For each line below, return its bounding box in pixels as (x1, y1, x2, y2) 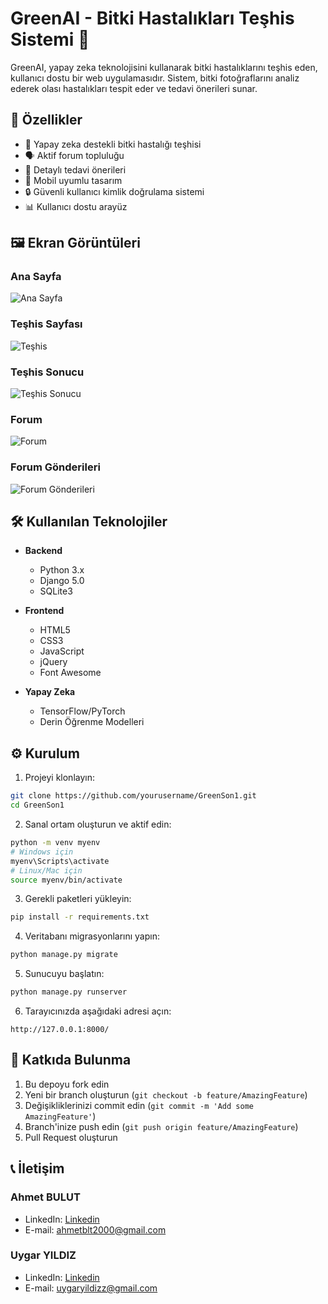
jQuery (39, 656, 68, 668)
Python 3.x (39, 564, 85, 576)
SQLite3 (39, 585, 73, 597)
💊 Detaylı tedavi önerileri (24, 163, 127, 176)
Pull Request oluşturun (24, 1131, 118, 1143)
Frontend (24, 605, 65, 617)
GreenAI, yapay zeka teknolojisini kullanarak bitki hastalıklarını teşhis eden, (10, 61, 318, 73)
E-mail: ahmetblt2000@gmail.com (24, 1223, 167, 1236)
